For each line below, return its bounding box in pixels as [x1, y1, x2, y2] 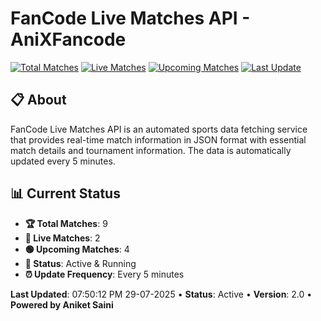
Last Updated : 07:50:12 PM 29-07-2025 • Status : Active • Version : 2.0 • [10, 288, 313, 300]
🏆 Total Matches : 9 [24, 217, 108, 229]
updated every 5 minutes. [10, 155, 116, 167]
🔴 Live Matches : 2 [24, 232, 101, 244]
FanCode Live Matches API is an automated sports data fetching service [10, 123, 308, 135]
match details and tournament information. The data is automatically [10, 144, 292, 156]
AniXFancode [10, 28, 127, 51]
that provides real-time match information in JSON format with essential [10, 133, 307, 146]
